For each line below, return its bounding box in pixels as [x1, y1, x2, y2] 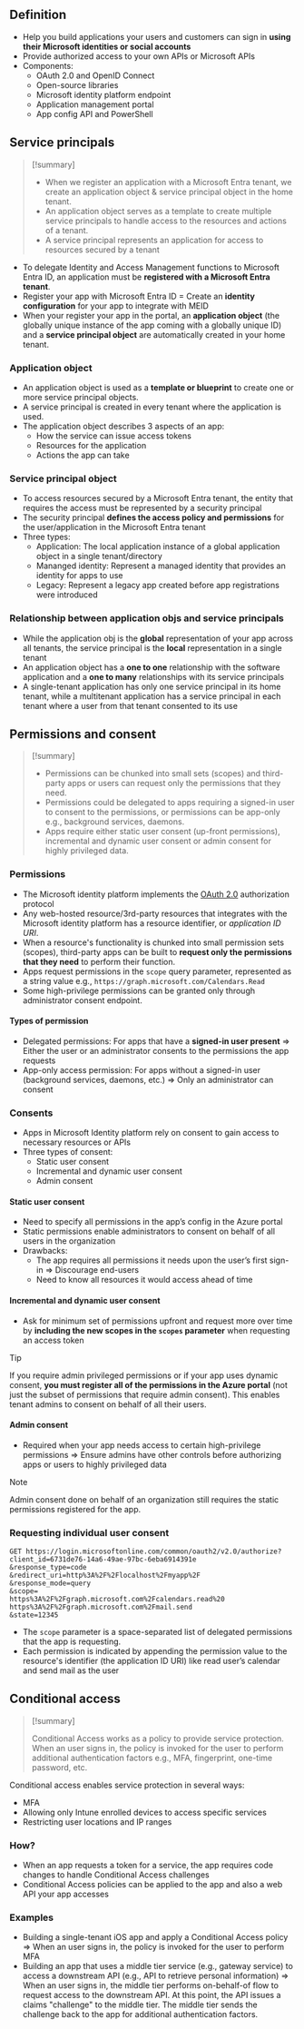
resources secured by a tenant [44, 244, 161, 255]
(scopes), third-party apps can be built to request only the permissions [22, 946, 292, 957]
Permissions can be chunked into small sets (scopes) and [44, 768, 261, 779]
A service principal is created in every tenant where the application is [22, 401, 281, 412]
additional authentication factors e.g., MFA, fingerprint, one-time [31, 1752, 273, 1763]
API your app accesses [22, 1888, 109, 1900]
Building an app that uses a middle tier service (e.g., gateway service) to [22, 1961, 293, 1972]
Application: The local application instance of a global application [35, 541, 280, 552]
